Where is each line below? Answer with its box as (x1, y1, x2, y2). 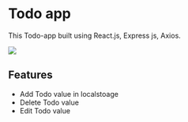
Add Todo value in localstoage (19, 89, 118, 98)
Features (8, 68, 53, 82)
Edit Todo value (19, 105, 71, 115)
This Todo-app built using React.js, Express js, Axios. (8, 31, 182, 40)
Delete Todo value (19, 98, 79, 107)
